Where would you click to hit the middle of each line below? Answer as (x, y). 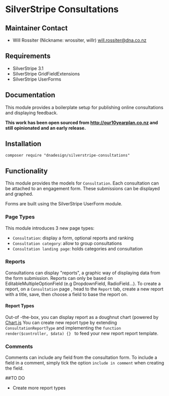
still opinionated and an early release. (46, 128)
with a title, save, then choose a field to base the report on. (67, 294)
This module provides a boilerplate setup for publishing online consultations (84, 107)
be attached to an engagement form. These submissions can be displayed (83, 189)
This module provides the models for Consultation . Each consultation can (82, 183)
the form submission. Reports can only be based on (59, 278)
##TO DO (15, 378)
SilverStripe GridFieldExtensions (46, 74)
